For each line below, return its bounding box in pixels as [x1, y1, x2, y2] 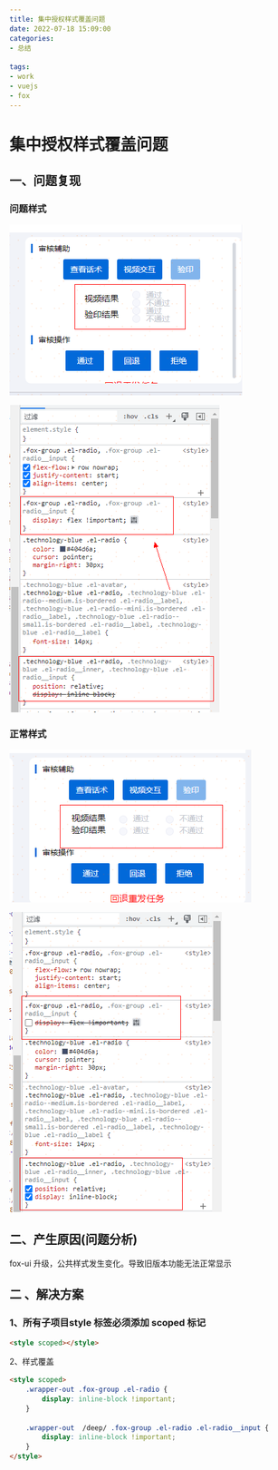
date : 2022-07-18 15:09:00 [9, 24, 111, 34]
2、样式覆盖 [9, 1357, 54, 1367]
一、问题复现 [9, 173, 81, 189]
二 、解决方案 [9, 1287, 84, 1302]
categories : [9, 34, 54, 43]
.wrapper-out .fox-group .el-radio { [25, 1385, 168, 1395]
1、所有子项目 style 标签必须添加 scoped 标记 [9, 1316, 206, 1328]
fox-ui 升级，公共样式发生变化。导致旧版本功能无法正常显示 [9, 1258, 233, 1269]
